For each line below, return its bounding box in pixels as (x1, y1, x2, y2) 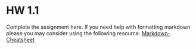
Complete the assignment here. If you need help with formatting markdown (6, 23, 191, 30)
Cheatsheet (6, 36, 35, 43)
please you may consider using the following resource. (6, 29, 141, 36)
